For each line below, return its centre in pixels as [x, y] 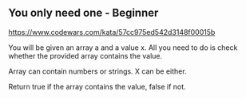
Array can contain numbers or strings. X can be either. [97, 71]
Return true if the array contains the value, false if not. [97, 86]
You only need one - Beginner [83, 13]
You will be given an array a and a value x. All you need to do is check [123, 48]
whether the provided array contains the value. [85, 55]
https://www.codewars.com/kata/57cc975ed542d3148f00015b [112, 32]
